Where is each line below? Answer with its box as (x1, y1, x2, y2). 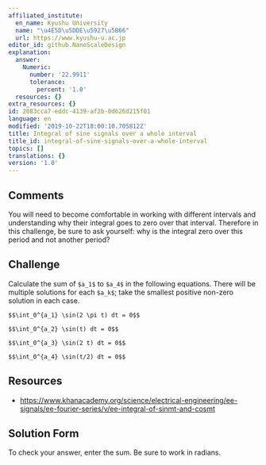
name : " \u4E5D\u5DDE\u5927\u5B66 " (15, 26, 129, 34)
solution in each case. (8, 295, 80, 306)
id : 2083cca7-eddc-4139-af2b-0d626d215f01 (8, 108, 151, 116)
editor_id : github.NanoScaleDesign (8, 41, 126, 49)
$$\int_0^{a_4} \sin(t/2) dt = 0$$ (8, 352, 126, 361)
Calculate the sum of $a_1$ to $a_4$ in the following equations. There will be (8, 279, 256, 288)
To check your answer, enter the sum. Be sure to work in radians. (8, 448, 221, 457)
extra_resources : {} (8, 100, 77, 108)
